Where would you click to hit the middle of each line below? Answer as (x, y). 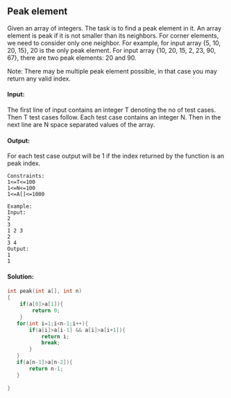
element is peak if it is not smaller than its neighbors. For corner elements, (113, 35)
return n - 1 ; (46, 368)
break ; (51, 343)
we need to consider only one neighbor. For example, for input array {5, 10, (114, 43)
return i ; (55, 336)
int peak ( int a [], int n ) (44, 291)
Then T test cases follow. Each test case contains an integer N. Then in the (114, 117)
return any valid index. (39, 78)
